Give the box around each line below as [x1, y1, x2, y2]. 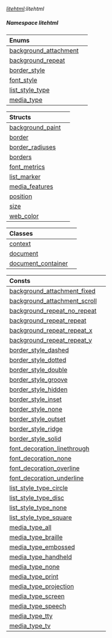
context [9, 239, 31, 248]
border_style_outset [9, 414, 66, 423]
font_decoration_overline [9, 464, 80, 472]
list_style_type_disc [9, 493, 65, 502]
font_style [9, 76, 38, 84]
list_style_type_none [9, 503, 67, 511]
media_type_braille [9, 533, 63, 541]
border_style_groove [9, 375, 68, 384]
